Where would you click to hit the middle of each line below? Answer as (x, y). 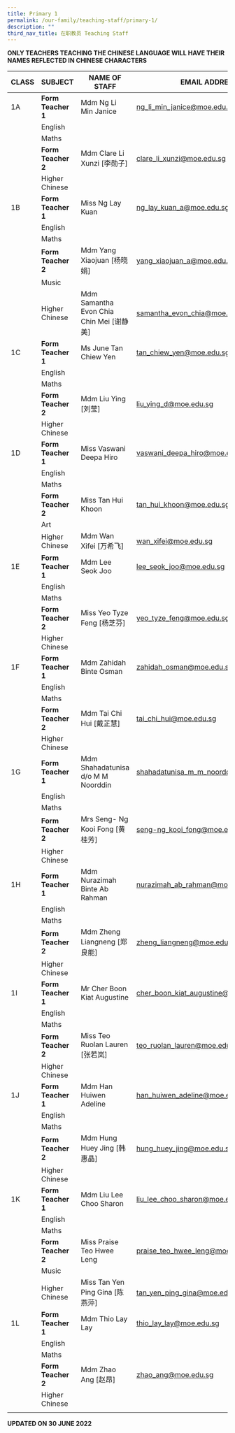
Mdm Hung (99, 1138)
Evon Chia (97, 312)
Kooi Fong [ (99, 829)
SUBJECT (57, 82)
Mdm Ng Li (98, 103)
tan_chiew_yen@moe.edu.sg (183, 352)
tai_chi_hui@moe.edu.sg (176, 719)
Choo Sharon (102, 1204)
